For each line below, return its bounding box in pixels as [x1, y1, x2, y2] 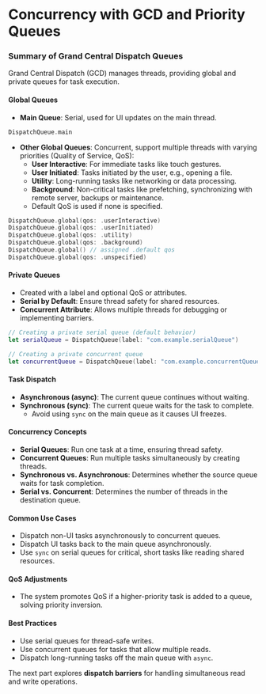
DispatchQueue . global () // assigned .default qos [8, 246, 176, 254]
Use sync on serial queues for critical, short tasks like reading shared [19, 548, 245, 557]
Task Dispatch [8, 374, 57, 385]
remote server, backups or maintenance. [31, 192, 165, 203]
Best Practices [8, 618, 58, 628]
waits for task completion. [19, 478, 104, 487]
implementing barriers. [19, 313, 94, 323]
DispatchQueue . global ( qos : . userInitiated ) [8, 224, 154, 232]
